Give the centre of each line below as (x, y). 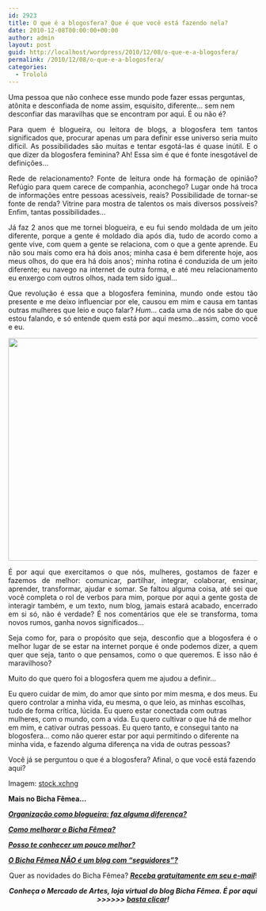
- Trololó (31, 74)
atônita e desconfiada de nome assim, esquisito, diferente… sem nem (122, 105)
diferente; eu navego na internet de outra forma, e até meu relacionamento (133, 269)
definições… (28, 162)
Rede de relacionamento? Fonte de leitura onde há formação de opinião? (133, 178)
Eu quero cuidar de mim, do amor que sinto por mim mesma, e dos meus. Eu (133, 693)
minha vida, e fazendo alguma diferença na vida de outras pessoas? (120, 744)
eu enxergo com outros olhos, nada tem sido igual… (93, 277)
